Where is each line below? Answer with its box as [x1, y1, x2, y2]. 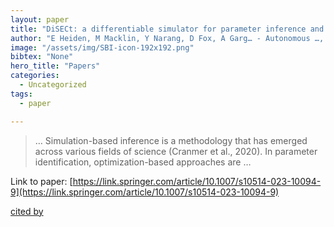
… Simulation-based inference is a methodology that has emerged [34, 134, 308, 146]
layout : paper [10, 14, 70, 25]
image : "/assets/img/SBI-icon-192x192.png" [10, 42, 195, 53]
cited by [10, 205, 44, 217]
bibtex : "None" [10, 52, 74, 62]
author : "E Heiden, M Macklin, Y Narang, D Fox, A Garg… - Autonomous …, [10, 33, 325, 43]
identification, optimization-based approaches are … [34, 156, 252, 168]
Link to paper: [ [10, 175, 73, 187]
